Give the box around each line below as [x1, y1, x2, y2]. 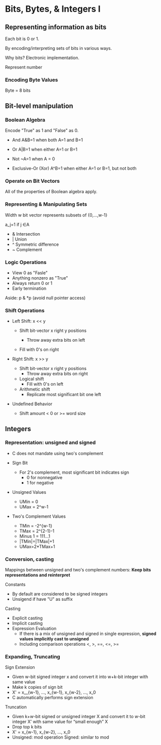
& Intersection [12, 231, 40, 237]
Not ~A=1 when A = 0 [12, 155, 55, 162]
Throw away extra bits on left [26, 337, 85, 343]
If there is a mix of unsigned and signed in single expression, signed [19, 631, 157, 636]
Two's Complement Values [12, 513, 66, 519]
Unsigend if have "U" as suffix [12, 596, 73, 602]
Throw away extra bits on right [26, 371, 89, 377]
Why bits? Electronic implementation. [5, 55, 79, 61]
